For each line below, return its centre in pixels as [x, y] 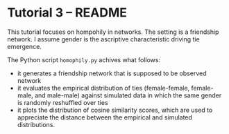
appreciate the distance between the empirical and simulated [105, 117]
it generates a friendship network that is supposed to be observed [112, 73]
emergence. [24, 46]
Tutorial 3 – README [67, 13]
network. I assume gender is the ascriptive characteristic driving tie [103, 39]
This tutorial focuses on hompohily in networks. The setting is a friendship [113, 32]
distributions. [36, 124]
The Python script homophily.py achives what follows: [84, 59]
